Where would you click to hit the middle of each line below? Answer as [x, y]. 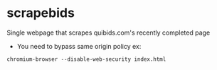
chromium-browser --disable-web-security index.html [86, 59]
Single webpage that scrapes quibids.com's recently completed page [108, 33]
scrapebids [41, 13]
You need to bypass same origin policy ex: [79, 46]
